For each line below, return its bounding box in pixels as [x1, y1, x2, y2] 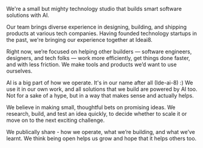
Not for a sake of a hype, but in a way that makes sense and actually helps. [6, 92, 194, 99]
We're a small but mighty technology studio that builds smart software [6, 5, 182, 12]
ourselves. [6, 67, 33, 75]
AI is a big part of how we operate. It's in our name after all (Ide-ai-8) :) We [6, 79, 193, 86]
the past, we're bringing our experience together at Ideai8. [6, 36, 153, 43]
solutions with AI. [6, 12, 50, 19]
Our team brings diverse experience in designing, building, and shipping [6, 24, 187, 30]
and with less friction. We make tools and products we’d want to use [6, 61, 177, 68]
